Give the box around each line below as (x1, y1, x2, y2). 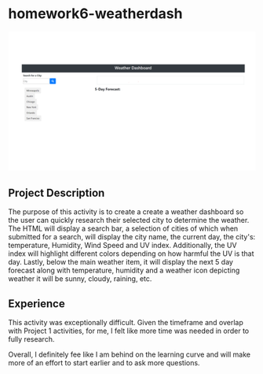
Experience (8, 297, 65, 310)
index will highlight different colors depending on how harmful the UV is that (8, 249, 254, 258)
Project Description (8, 186, 105, 199)
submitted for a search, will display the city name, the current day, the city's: (8, 232, 256, 242)
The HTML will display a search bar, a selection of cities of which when (8, 224, 239, 233)
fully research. (8, 335, 55, 344)
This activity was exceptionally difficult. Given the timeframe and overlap (8, 318, 243, 328)
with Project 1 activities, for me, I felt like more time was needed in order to (8, 326, 250, 335)
